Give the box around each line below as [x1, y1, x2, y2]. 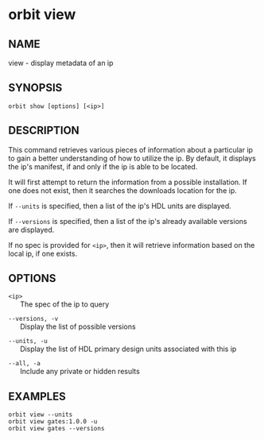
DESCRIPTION [8, 124, 80, 137]
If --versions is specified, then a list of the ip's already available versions [8, 216, 248, 226]
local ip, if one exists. [8, 249, 78, 258]
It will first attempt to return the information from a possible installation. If [8, 177, 248, 187]
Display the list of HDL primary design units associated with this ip [19, 344, 237, 354]
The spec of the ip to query [19, 299, 110, 309]
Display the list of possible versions [19, 322, 137, 331]
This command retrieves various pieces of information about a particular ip [8, 145, 253, 154]
